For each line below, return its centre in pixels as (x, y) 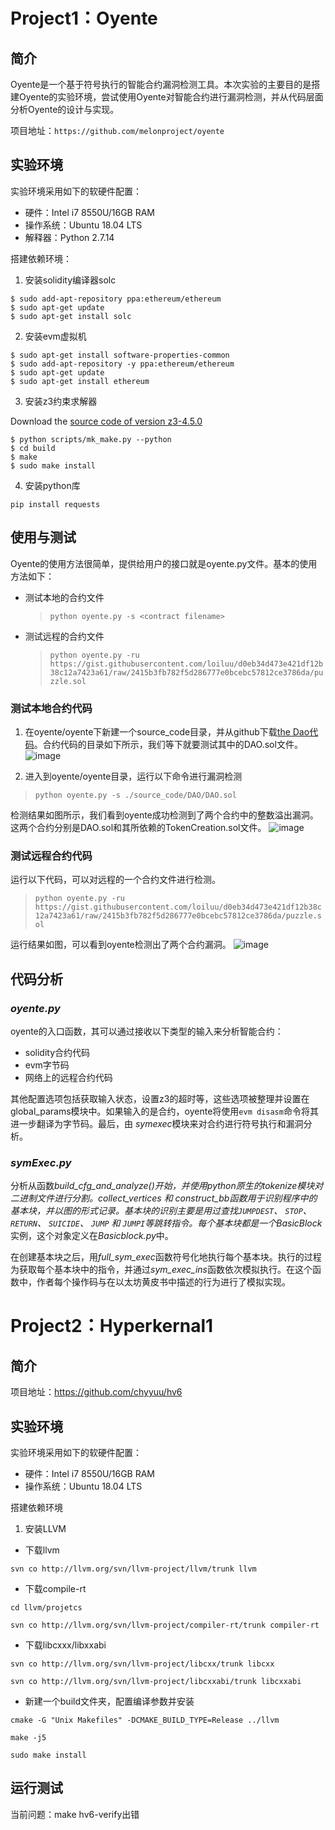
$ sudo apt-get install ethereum (80, 381)
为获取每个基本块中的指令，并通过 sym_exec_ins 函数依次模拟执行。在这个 (161, 1270)
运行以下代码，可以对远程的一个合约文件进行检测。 (115, 880)
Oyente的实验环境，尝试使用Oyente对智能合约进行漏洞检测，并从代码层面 (171, 97)
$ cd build (33, 448)
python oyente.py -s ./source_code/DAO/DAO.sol (135, 795)
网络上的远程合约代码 (68, 1077)
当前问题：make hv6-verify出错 (75, 1814)
